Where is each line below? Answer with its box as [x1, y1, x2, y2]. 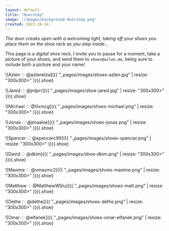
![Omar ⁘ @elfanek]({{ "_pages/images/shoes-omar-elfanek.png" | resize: [5, 214, 162, 221]
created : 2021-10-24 [5, 21, 49, 27]
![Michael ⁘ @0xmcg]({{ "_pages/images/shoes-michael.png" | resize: [5, 104, 154, 110]
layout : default [5, 7, 40, 13]
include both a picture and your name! [5, 61, 86, 68]
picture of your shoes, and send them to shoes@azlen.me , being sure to [5, 56, 153, 62]
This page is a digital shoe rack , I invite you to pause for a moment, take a [5, 51, 160, 57]
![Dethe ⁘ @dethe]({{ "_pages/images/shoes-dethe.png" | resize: [5, 199, 144, 205]
